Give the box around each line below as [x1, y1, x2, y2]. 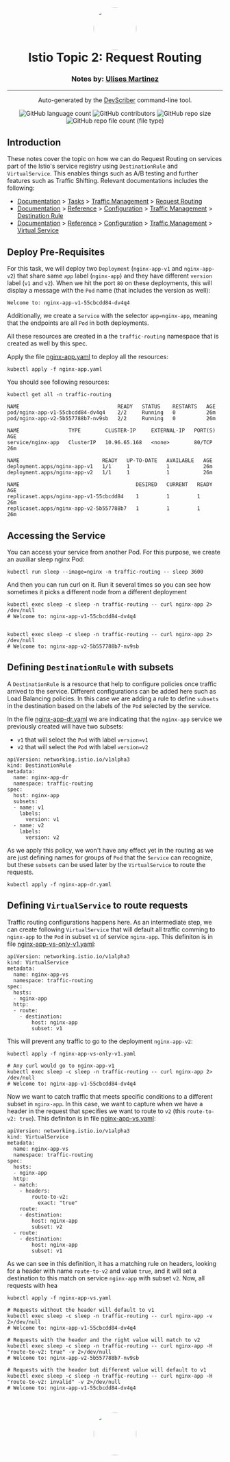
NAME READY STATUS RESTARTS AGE [7, 403, 216, 411]
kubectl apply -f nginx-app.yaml [7, 366, 103, 373]
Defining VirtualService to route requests [7, 900, 188, 912]
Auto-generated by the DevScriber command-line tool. [38, 96, 192, 104]
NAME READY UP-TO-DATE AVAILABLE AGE [7, 457, 213, 464]
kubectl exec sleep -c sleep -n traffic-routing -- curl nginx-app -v [7, 1313, 213, 1319]
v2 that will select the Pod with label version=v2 [16, 742, 149, 751]
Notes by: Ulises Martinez [71, 74, 159, 84]
